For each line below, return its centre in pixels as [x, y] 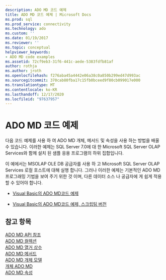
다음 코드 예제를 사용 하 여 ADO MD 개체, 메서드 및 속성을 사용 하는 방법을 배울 [82, 141]
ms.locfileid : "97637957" [32, 99]
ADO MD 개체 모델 [24, 260]
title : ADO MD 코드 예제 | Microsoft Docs [48, 15]
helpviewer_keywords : [28, 52]
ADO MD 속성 [19, 272]
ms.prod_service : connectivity [38, 24]
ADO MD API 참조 [23, 235]
